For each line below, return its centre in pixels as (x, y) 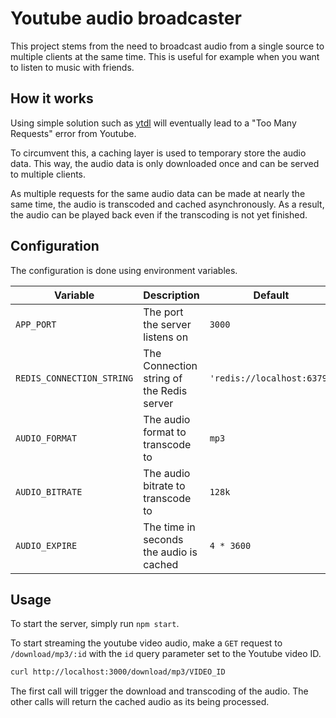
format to (165, 432)
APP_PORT (36, 324)
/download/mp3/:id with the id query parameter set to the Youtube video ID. (166, 654)
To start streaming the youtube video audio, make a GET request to (146, 643)
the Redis (165, 390)
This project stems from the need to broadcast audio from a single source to (167, 46)
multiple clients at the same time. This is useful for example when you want (165, 56)
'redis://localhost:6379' (271, 378)
